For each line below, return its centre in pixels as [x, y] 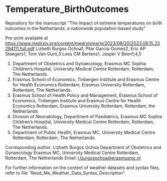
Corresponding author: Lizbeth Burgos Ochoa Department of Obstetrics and [83, 147]
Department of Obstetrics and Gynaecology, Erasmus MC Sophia [79, 63]
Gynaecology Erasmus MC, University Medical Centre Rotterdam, [72, 153]
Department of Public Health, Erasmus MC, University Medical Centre [84, 132]
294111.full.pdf [20, 48]
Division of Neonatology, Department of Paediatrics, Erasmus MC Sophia [87, 116]
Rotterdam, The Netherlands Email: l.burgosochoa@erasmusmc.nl [73, 158]
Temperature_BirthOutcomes [67, 9]
